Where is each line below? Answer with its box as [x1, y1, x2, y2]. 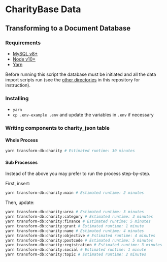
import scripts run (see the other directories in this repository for [5, 76, 141, 82]
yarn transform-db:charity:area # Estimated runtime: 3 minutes [5, 210, 144, 215]
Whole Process [5, 137, 38, 143]
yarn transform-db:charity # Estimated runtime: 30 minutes [5, 149, 136, 154]
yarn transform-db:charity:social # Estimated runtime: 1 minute [5, 247, 146, 252]
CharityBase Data [5, 4, 81, 15]
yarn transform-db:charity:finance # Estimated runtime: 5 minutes [5, 219, 151, 224]
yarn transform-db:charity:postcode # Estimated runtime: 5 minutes [5, 238, 153, 243]
